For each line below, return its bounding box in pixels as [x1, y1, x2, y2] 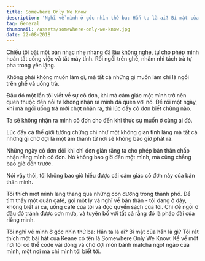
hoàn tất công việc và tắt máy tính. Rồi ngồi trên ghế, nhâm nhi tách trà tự [6, 55, 192, 62]
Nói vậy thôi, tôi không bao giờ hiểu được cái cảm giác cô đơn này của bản [6, 172, 195, 180]
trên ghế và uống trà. [6, 80, 60, 88]
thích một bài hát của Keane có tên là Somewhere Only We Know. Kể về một [6, 235, 199, 242]
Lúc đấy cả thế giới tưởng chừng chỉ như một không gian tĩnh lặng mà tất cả [6, 129, 198, 136]
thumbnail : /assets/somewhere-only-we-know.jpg [6, 26, 131, 32]
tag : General [6, 20, 40, 26]
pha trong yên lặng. [6, 62, 56, 69]
